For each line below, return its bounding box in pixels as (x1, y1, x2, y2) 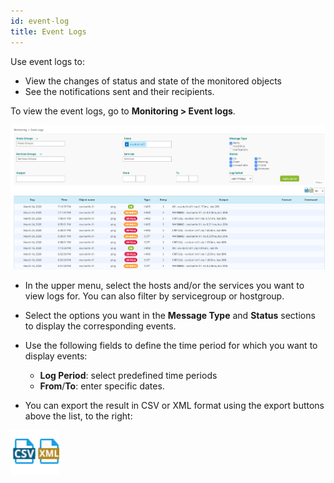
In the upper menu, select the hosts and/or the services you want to (24, 279, 305, 291)
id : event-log (10, 16, 70, 26)
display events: (24, 350, 88, 362)
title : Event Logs (10, 26, 87, 37)
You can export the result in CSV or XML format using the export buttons (24, 399, 325, 411)
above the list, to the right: (24, 410, 133, 422)
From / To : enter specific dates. (39, 380, 165, 392)
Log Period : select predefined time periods (39, 369, 218, 381)
